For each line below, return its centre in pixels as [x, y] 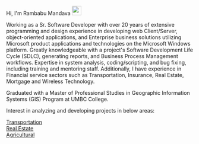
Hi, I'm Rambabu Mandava [39, 13]
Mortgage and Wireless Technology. [50, 81]
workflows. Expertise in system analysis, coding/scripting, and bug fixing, [96, 63]
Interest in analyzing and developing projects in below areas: [80, 111]
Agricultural [20, 135]
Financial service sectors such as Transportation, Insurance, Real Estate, [95, 75]
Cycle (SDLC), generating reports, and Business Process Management [92, 56]
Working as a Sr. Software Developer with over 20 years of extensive [91, 25]
